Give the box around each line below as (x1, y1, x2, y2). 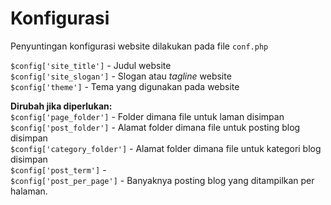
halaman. (10, 185, 48, 197)
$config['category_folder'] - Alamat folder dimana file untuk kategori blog (10, 142, 322, 154)
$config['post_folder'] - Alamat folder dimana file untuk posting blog (10, 121, 301, 133)
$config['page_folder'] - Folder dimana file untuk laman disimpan (10, 110, 285, 122)
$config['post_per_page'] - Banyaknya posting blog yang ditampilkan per (10, 174, 315, 186)
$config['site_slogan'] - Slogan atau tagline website (10, 70, 232, 82)
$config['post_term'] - (10, 163, 107, 176)
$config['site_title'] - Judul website (10, 59, 172, 71)
